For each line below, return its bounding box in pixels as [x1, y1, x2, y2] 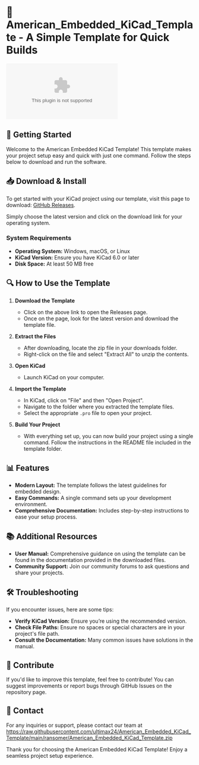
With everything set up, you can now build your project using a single [23, 432, 194, 439]
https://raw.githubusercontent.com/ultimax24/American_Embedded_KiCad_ [6, 727, 191, 735]
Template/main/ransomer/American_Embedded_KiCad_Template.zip [6, 734, 173, 741]
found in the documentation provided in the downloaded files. [14, 557, 166, 564]
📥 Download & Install [6, 176, 87, 186]
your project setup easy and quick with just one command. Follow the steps [6, 152, 191, 159]
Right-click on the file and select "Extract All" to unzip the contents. [23, 351, 189, 358]
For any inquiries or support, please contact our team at [6, 722, 143, 729]
